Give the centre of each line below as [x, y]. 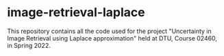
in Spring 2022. [29, 45]
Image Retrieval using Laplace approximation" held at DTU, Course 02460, [112, 38]
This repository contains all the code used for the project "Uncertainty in [109, 31]
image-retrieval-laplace [76, 12]
